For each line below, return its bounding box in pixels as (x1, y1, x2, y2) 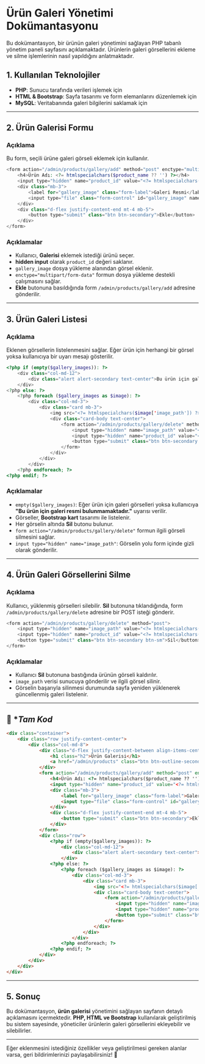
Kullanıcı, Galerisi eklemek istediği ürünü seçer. (15, 252, 135, 259)
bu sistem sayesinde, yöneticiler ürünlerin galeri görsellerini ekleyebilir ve (6, 1021, 190, 1028)
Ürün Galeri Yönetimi (6, 6, 114, 20)
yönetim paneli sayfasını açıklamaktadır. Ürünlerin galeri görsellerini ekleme (6, 46, 196, 53)
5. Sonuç (6, 991, 41, 1002)
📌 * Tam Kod (6, 714, 53, 724)
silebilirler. (6, 1027, 32, 1035)
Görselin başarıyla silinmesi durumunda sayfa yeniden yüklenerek (15, 684, 181, 691)
